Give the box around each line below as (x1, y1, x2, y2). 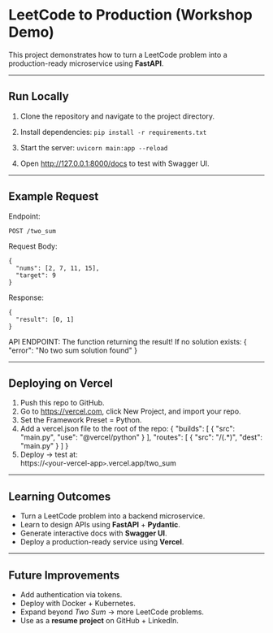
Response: (8, 293, 45, 302)
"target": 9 (15, 271, 57, 280)
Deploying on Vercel (8, 376, 114, 390)
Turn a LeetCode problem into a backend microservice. (19, 511, 206, 521)
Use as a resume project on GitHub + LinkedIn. (19, 616, 179, 625)
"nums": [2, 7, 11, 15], (15, 264, 100, 272)
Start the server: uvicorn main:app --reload (19, 142, 168, 152)
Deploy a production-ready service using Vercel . (19, 537, 184, 547)
